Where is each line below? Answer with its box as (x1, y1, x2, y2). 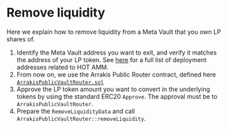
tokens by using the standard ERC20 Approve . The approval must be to (16, 92, 218, 101)
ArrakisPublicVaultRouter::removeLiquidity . (16, 114, 146, 122)
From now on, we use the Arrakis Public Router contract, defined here (16, 70, 216, 79)
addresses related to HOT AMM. (16, 63, 109, 71)
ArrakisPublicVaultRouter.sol (16, 79, 105, 86)
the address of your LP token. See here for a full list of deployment (16, 55, 207, 63)
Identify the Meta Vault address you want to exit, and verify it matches (16, 48, 217, 57)
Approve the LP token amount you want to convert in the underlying (16, 85, 211, 93)
